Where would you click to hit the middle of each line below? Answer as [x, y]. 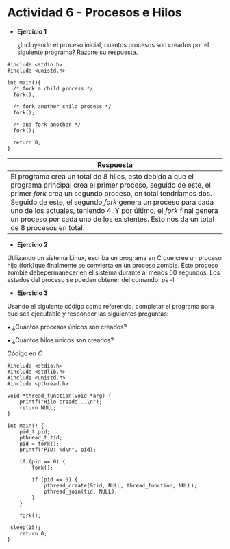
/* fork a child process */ [53, 88]
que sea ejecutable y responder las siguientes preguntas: [88, 314]
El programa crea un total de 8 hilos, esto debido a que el [102, 176]
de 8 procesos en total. [48, 227]
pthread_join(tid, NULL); [80, 491]
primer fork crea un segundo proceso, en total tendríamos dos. [111, 193]
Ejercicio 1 [31, 31]
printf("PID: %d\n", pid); [58, 450]
